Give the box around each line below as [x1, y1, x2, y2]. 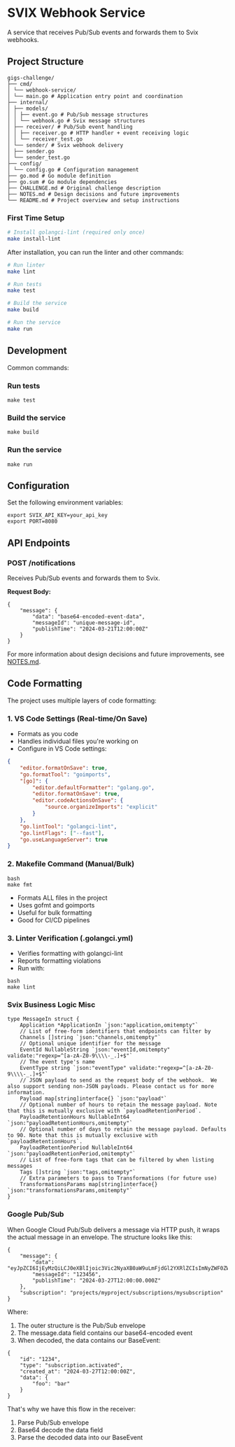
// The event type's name [20, 1059, 96, 1066]
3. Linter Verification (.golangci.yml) [7, 933, 134, 943]
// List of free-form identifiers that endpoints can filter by [20, 1028, 211, 1035]
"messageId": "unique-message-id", [32, 619, 136, 626]
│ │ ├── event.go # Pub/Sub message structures [7, 111, 149, 118]
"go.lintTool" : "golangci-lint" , [20, 823, 117, 830]
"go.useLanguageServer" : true [20, 836, 108, 843]
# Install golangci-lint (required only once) [7, 229, 145, 236]
